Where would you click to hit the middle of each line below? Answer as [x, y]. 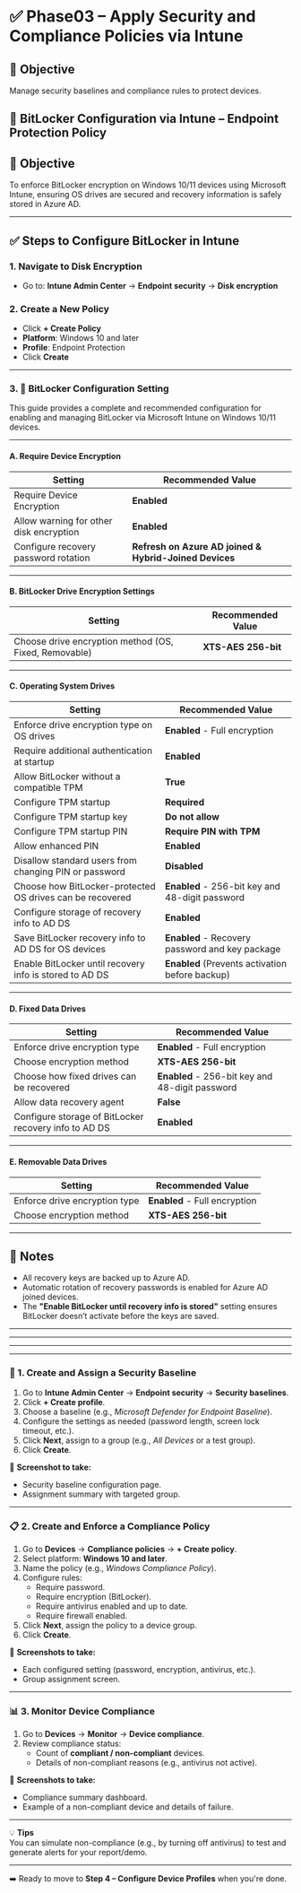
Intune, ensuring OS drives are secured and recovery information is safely [146, 195]
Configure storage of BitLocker [79, 1116]
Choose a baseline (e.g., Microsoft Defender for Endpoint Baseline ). [147, 1411]
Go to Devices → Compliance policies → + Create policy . [129, 1549]
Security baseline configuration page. [92, 1484]
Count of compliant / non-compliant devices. [120, 1753]
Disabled [185, 866]
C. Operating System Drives [62, 686]
